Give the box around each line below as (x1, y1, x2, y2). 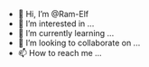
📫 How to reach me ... (17, 48, 102, 58)
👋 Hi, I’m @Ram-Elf (17, 9, 89, 19)
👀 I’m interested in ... (17, 18, 95, 29)
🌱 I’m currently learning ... (17, 28, 115, 38)
